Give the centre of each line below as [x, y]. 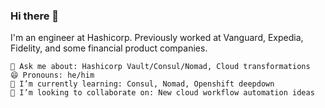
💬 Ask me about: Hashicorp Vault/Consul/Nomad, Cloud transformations [160, 67]
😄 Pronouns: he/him [52, 75]
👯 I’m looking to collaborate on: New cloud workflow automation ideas [162, 93]
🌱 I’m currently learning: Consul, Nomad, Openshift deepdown [142, 84]
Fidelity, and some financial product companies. [109, 48]
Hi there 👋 [35, 16]
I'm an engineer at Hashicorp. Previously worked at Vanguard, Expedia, [157, 38]
